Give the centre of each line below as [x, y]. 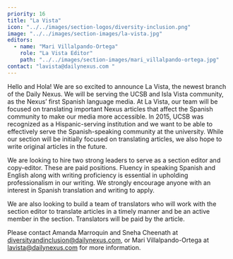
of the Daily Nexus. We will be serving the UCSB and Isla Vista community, [115, 94]
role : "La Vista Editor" [56, 54]
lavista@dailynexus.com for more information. [74, 247]
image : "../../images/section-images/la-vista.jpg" [85, 34]
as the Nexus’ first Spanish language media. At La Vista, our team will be [113, 101]
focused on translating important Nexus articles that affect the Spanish [110, 109]
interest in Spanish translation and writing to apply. [81, 190]
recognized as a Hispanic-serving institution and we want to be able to [110, 124]
